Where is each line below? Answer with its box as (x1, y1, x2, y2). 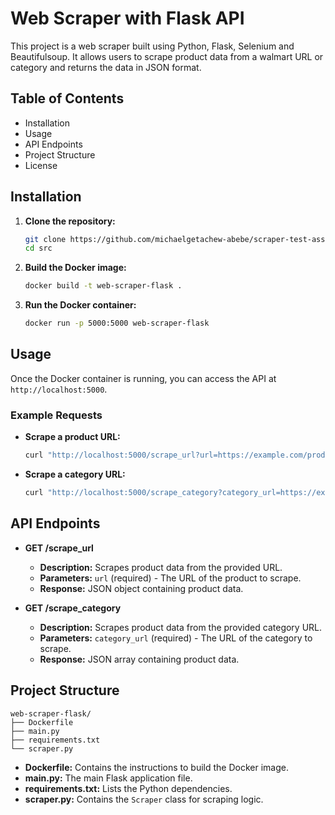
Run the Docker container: (24, 299, 137, 311)
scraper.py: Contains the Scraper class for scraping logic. (24, 793, 264, 805)
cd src (24, 243, 53, 254)
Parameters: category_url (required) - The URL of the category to (39, 632, 313, 644)
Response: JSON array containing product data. (39, 653, 240, 665)
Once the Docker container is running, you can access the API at (10, 372, 277, 384)
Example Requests (10, 408, 103, 422)
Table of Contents (10, 90, 125, 107)
